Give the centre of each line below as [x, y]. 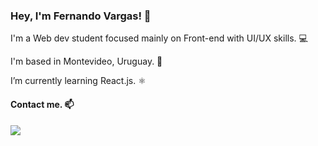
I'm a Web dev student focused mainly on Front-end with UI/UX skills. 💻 [159, 38]
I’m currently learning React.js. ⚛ [78, 81]
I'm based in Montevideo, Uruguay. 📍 [86, 61]
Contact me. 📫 [42, 104]
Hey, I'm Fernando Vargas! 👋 [81, 16]
